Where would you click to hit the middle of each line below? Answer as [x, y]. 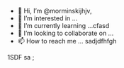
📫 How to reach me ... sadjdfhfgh [67, 41]
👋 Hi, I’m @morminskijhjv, [55, 11]
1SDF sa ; [21, 57]
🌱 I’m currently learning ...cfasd [63, 26]
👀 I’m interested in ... [47, 18]
